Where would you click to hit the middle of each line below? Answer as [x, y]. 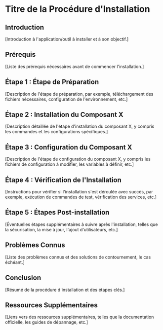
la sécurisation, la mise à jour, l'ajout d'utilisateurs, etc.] [61, 229]
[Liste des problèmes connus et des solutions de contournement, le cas [78, 257]
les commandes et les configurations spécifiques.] [57, 132]
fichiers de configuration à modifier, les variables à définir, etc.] [70, 164]
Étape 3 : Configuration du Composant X [69, 147]
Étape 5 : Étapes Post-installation [57, 212]
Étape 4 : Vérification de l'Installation [63, 180]
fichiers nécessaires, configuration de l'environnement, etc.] [66, 99]
